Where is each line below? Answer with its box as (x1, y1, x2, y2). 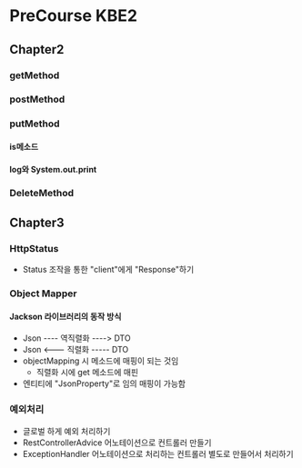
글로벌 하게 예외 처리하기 (22, 425, 111, 436)
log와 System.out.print (9, 164, 97, 174)
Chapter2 (9, 42, 65, 57)
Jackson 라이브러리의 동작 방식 (9, 311, 122, 322)
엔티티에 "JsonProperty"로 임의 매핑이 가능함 (22, 378, 186, 389)
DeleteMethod (9, 187, 75, 200)
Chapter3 (9, 214, 65, 230)
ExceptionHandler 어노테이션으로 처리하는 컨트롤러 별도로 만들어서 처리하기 (22, 448, 294, 459)
